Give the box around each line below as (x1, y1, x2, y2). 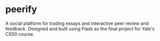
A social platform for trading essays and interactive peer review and (5, 20, 149, 26)
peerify (5, 4, 38, 15)
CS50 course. (5, 31, 34, 37)
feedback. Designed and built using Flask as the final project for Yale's (5, 25, 155, 31)
